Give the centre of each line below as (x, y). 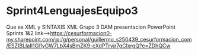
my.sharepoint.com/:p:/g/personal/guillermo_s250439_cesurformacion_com (99, 39)
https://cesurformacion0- (81, 33)
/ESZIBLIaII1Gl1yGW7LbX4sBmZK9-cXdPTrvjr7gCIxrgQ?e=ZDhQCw (88, 46)
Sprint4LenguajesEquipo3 (72, 11)
